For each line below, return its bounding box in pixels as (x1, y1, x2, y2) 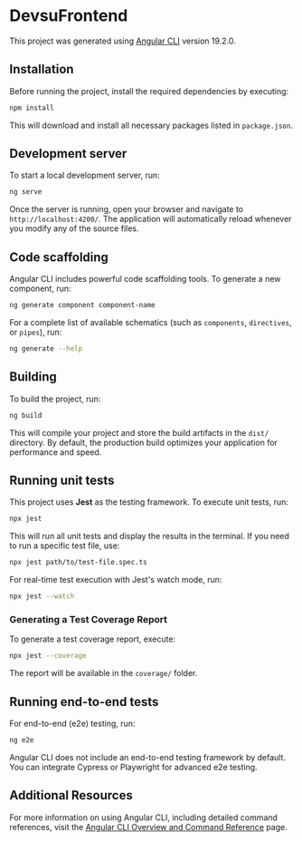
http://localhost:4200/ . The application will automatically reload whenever (9, 214, 292, 225)
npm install (9, 103, 54, 112)
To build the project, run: (9, 393, 101, 404)
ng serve (9, 188, 42, 197)
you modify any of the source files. (9, 223, 139, 234)
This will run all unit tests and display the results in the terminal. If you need (9, 531, 289, 542)
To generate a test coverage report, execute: (9, 633, 176, 644)
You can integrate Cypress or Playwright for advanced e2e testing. (9, 761, 258, 772)
